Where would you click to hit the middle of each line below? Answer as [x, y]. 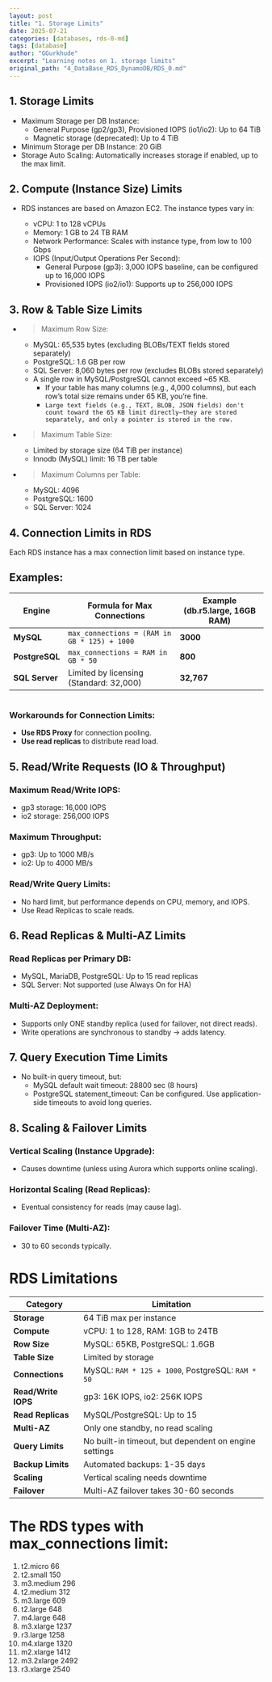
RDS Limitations [63, 1278]
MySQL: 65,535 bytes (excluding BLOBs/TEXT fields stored [131, 345]
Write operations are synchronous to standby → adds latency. [123, 1032]
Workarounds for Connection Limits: [82, 715]
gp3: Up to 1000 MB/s [57, 854]
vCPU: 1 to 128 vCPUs [69, 224]
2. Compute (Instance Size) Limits [96, 189]
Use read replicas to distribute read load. [90, 741]
